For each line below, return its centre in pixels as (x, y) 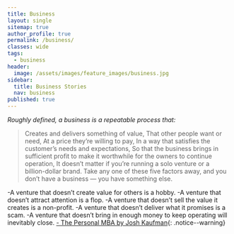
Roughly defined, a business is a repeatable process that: (92, 120)
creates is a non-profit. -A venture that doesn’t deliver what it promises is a (117, 207)
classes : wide (28, 47)
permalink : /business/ (41, 40)
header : (19, 67)
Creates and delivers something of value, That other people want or (123, 133)
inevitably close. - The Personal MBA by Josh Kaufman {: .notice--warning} (117, 223)
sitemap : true (28, 27)
